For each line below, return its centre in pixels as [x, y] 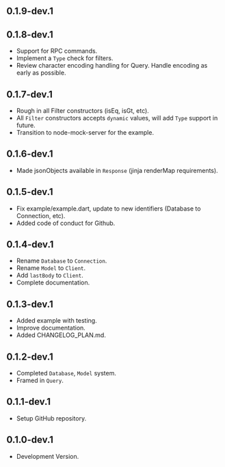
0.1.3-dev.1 [30, 304]
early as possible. [41, 73]
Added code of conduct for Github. [66, 223]
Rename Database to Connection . [62, 261]
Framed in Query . [40, 381]
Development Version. [48, 456]
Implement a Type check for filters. [65, 58]
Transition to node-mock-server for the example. [85, 133]
